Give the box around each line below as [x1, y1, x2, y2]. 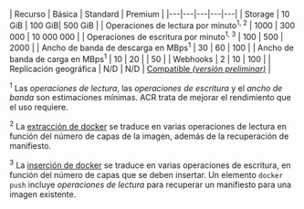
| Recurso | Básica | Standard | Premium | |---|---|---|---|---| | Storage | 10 [9, 9, 290, 19]
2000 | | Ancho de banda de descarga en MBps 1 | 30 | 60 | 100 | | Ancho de [9, 41, 295, 53]
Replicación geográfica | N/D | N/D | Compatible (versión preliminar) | [9, 63, 271, 74]
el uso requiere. [9, 101, 68, 113]
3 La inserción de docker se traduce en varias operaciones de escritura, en [9, 158, 291, 171]
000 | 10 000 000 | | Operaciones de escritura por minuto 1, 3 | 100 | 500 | [9, 29, 284, 42]
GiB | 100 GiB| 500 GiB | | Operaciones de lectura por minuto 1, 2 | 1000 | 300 [9, 18, 295, 31]
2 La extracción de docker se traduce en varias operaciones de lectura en [9, 120, 288, 131]
